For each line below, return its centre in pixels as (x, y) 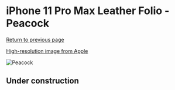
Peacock (28, 23)
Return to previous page (35, 39)
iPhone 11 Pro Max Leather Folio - (88, 11)
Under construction (42, 81)
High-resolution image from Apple (47, 51)
